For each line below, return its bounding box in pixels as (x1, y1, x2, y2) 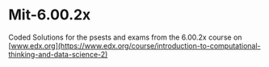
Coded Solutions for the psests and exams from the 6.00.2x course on (8, 32, 242, 42)
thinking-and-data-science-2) (8, 49, 108, 59)
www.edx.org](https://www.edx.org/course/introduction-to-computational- (11, 40, 261, 50)
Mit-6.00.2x (8, 6, 91, 24)
